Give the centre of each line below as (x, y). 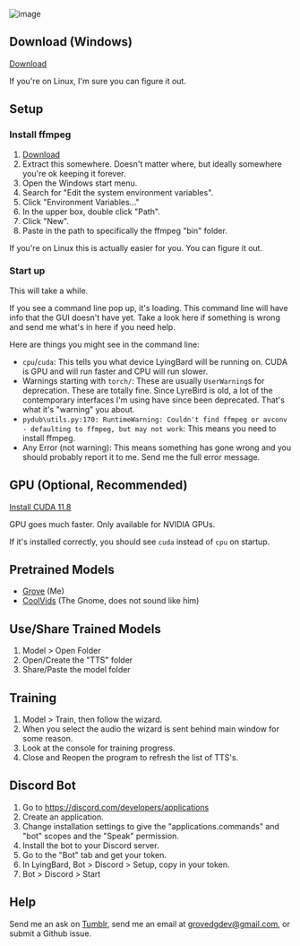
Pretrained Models (62, 570)
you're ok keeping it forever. (74, 173)
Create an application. (63, 817)
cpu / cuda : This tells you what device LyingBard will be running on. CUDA (155, 361)
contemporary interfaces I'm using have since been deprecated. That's (153, 400)
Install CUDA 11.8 (40, 507)
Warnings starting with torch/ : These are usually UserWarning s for (143, 380)
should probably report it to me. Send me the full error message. (141, 456)
